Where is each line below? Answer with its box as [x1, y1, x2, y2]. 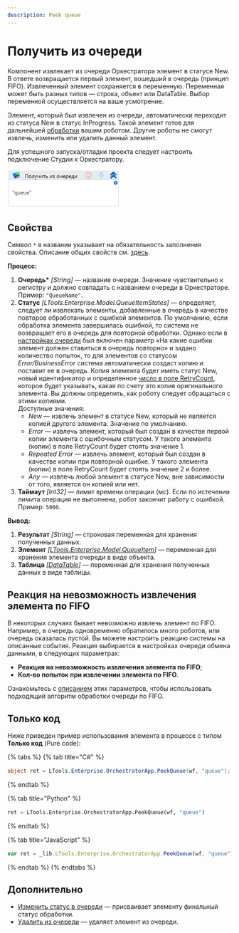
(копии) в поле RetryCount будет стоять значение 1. [28, 442, 185, 451]
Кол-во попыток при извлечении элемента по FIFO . [17, 670, 179, 679]
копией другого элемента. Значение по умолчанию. [28, 419, 188, 428]
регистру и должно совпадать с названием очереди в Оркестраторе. [17, 283, 230, 292]
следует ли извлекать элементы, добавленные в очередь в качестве [17, 306, 229, 315]
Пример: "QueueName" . [17, 291, 83, 299]
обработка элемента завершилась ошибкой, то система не [17, 321, 199, 330]
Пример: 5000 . [17, 503, 61, 511]
